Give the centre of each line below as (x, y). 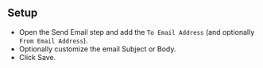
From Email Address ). (53, 40)
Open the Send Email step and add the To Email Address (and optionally (137, 32)
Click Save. (37, 57)
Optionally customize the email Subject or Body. (97, 49)
